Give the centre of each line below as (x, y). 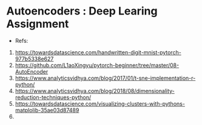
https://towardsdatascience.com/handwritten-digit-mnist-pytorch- (98, 52)
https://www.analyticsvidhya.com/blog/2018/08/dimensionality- (95, 91)
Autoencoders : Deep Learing (82, 11)
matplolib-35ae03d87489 (47, 110)
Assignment (38, 24)
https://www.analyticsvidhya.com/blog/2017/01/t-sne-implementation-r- (105, 78)
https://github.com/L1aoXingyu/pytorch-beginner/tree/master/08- (97, 65)
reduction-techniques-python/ (53, 97)
